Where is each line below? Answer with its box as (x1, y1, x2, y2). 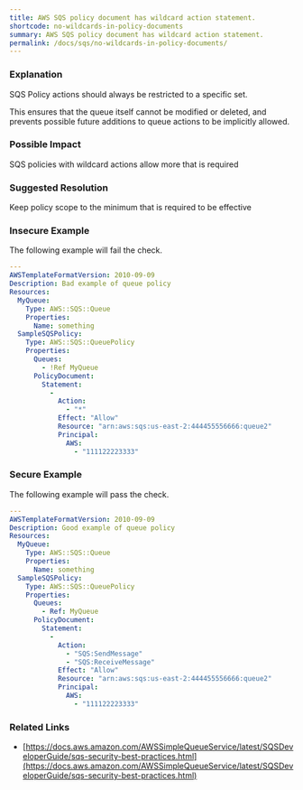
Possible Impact (9, 138, 81, 151)
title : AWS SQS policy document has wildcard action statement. (9, 13, 256, 23)
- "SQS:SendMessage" (66, 649, 143, 658)
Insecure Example (9, 225, 90, 237)
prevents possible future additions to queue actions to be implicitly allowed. (9, 116, 290, 126)
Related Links (9, 720, 70, 733)
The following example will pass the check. (9, 488, 170, 499)
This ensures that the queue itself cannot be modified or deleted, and (9, 106, 267, 117)
